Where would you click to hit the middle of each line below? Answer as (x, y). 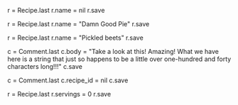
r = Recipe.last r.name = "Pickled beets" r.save (75, 38)
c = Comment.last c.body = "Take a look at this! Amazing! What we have (113, 51)
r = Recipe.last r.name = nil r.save (56, 10)
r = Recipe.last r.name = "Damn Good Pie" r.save (79, 24)
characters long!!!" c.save (45, 66)
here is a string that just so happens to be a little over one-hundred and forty (119, 59)
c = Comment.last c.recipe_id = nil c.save (68, 80)
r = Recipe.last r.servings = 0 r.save (59, 94)
